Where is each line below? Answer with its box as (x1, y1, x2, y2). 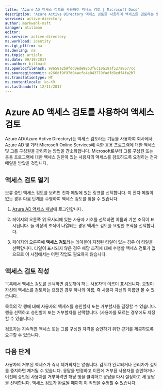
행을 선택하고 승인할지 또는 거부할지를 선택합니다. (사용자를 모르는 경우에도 (5, 310, 147, 315)
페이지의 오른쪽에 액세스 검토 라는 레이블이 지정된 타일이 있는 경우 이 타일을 (12, 239, 153, 245)
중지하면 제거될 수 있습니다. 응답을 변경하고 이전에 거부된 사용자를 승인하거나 (10, 368, 155, 373)
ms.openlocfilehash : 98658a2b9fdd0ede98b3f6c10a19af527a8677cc (5, 66, 136, 71)
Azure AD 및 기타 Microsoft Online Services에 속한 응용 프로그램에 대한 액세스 (5, 142, 156, 148)
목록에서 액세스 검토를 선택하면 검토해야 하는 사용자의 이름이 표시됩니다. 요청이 (5, 281, 154, 287)
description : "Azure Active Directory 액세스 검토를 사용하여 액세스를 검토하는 (5, 12, 154, 17)
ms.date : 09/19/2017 (5, 57, 47, 62)
